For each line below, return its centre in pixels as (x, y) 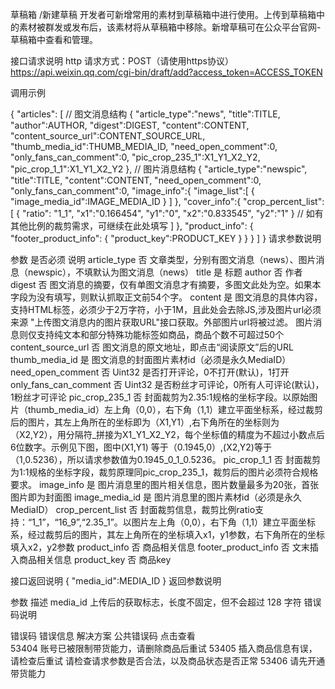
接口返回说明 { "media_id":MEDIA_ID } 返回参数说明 (116, 581)
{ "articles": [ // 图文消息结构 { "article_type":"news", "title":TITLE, (145, 114)
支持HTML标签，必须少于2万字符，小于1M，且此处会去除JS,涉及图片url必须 (166, 309)
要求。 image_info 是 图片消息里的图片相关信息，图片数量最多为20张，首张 (165, 484)
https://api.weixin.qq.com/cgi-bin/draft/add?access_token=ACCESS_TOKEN (166, 72)
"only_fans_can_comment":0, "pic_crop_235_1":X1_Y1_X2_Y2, (135, 157)
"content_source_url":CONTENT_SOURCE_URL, (108, 136)
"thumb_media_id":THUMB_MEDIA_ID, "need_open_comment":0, (144, 146)
